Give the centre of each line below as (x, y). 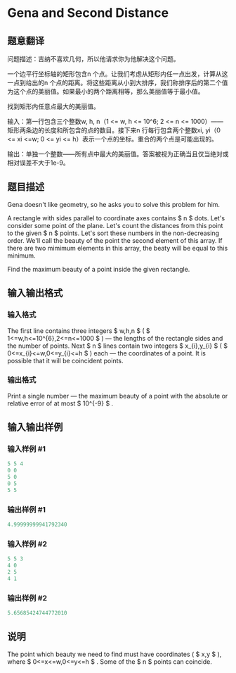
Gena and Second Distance (88, 13)
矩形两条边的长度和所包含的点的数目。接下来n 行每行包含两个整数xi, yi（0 (114, 130)
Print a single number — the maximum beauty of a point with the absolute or (118, 396)
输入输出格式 (35, 293)
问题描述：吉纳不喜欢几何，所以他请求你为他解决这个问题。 (93, 59)
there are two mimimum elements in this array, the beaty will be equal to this (118, 248)
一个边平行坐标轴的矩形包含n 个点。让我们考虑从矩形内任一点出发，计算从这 (118, 74)
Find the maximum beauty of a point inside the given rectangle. (99, 269)
